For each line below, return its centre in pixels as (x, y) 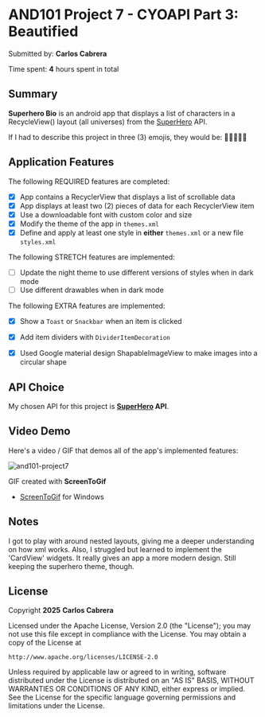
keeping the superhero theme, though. (71, 566)
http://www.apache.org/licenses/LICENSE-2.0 (83, 657)
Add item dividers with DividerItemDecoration (95, 337)
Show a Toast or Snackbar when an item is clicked (101, 321)
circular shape (43, 362)
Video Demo (39, 431)
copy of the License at (45, 643)
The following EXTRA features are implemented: (87, 306)
